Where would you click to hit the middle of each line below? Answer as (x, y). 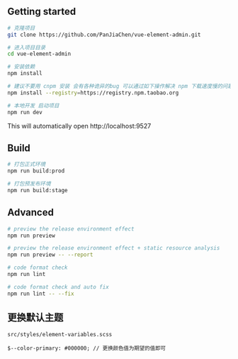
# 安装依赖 (21, 67)
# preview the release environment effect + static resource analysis (114, 248)
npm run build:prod (36, 171)
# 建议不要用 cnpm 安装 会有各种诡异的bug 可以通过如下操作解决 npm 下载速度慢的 (115, 87)
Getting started (42, 12)
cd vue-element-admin (39, 54)
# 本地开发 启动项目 (33, 106)
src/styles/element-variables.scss (60, 334)
